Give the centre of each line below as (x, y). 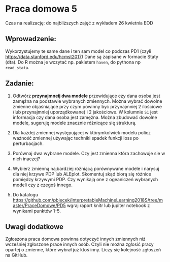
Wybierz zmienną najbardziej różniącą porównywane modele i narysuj (86, 168)
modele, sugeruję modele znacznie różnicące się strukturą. (75, 123)
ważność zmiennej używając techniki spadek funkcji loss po (75, 138)
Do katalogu (25, 194)
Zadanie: (20, 84)
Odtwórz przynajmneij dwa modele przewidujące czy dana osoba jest (87, 96)
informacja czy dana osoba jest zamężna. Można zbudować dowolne (85, 117)
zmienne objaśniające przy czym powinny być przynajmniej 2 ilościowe (87, 106)
